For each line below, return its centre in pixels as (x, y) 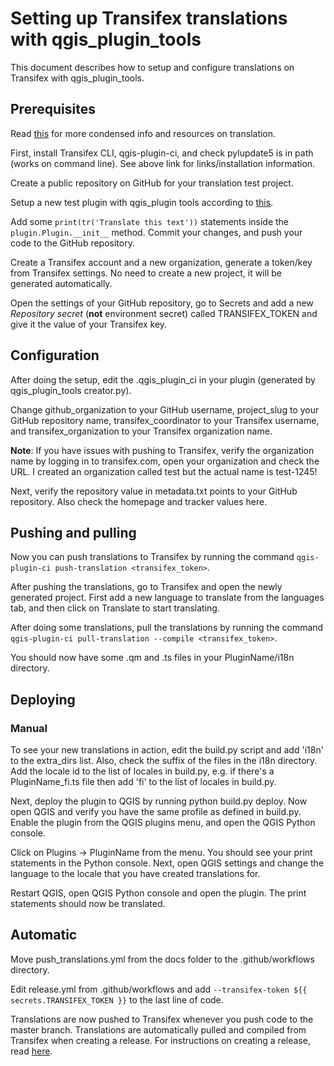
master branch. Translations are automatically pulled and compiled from (158, 1029)
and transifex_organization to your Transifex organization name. (141, 431)
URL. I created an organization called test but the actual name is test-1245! (164, 471)
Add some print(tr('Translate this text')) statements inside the (150, 221)
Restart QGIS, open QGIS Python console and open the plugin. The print (158, 893)
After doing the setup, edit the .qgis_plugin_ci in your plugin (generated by (163, 379)
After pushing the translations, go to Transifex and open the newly (146, 587)
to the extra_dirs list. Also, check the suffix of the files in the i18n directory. (164, 761)
